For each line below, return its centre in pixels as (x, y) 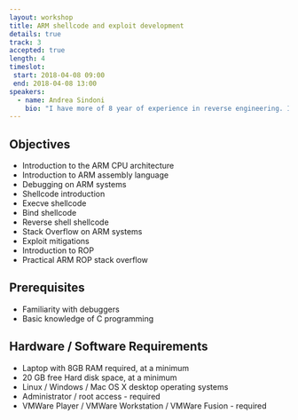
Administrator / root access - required (91, 396)
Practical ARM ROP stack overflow (85, 260)
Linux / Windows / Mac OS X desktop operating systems (125, 386)
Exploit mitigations (56, 242)
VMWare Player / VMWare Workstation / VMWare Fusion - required (145, 406)
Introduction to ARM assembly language (95, 175)
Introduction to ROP (58, 250)
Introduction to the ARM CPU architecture (98, 166)
